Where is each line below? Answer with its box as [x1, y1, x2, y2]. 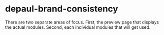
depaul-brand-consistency [5, 3, 118, 14]
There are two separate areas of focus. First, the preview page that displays [5, 19, 159, 25]
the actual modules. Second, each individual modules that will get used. [5, 24, 151, 30]
